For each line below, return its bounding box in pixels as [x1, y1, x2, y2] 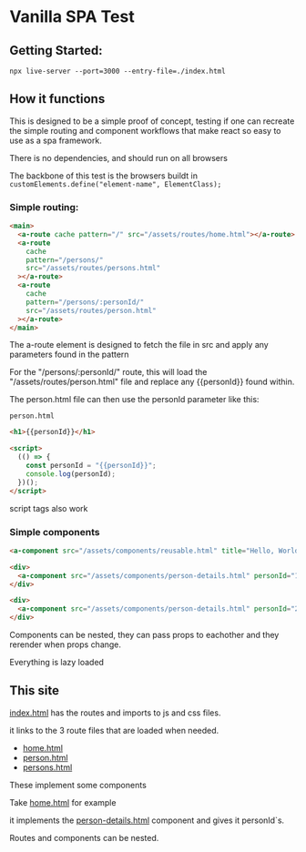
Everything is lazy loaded [9, 657, 105, 668]
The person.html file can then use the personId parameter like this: [9, 394, 260, 405]
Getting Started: [9, 43, 103, 58]
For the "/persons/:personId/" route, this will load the [9, 367, 208, 378]
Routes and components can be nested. [9, 832, 159, 843]
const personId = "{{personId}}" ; [25, 461, 157, 471]
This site [9, 683, 59, 698]
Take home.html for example [9, 796, 117, 807]
